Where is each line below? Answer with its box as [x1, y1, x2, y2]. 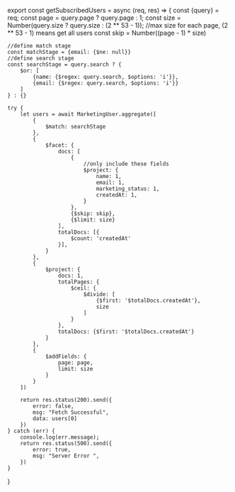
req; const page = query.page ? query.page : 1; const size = [7, 13, 182, 22]
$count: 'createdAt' [70, 235, 132, 242]
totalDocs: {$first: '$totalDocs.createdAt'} [57, 328, 195, 335]
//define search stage [7, 55, 74, 62]
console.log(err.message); [20, 434, 100, 441]
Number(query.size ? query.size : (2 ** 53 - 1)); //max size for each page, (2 [7, 21, 229, 29]
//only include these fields [83, 160, 170, 168]
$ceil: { [70, 285, 97, 292]
